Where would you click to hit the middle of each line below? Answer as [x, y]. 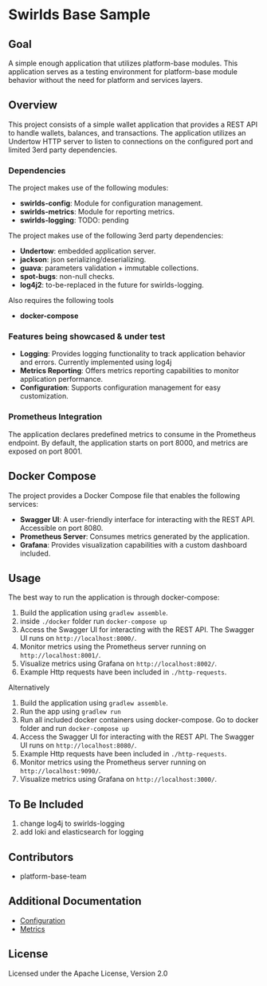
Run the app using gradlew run [70, 712]
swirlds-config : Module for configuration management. [111, 203]
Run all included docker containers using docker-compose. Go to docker [139, 720]
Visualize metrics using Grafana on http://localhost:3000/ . [118, 780]
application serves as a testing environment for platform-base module [123, 72]
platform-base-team [53, 876]
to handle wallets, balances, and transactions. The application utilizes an [127, 132]
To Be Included [46, 804]
